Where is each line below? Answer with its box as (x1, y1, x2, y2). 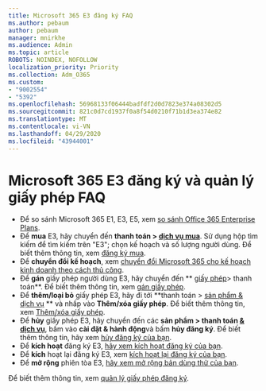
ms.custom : (8, 78, 44, 86)
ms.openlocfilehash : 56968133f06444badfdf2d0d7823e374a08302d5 (8, 100, 222, 108)
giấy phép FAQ (8, 188, 106, 207)
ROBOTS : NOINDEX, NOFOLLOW (8, 56, 98, 64)
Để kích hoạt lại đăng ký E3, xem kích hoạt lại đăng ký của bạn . (19, 350, 228, 359)
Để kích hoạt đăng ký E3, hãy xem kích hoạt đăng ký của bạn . (19, 341, 224, 350)
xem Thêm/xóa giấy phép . (19, 308, 106, 317)
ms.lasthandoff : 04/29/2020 (8, 130, 102, 137)
